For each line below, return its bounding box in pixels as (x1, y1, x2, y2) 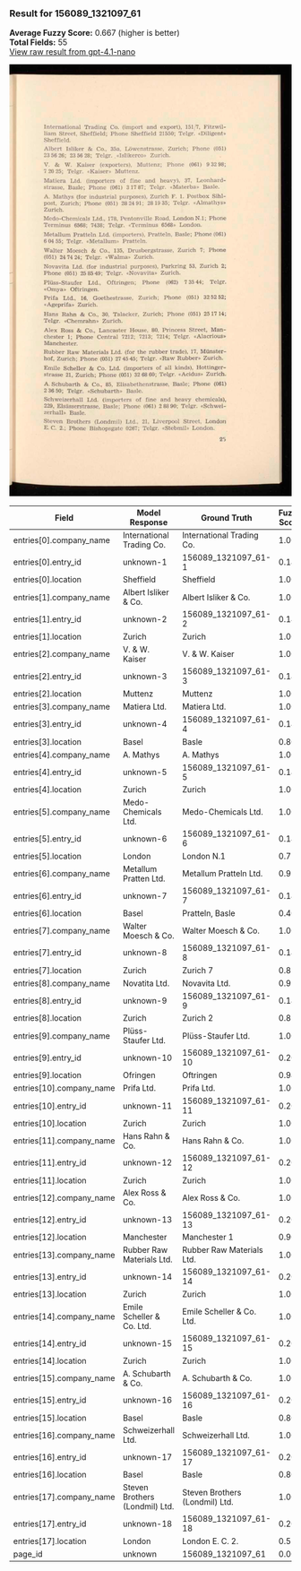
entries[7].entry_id (13, 947, 82, 958)
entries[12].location (13, 1231, 87, 1243)
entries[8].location (13, 1013, 82, 1023)
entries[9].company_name (13, 1030, 110, 1041)
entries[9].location (13, 1070, 82, 1081)
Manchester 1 (182, 1231, 235, 1243)
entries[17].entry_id (13, 1518, 87, 1529)
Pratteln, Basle (182, 908, 236, 919)
